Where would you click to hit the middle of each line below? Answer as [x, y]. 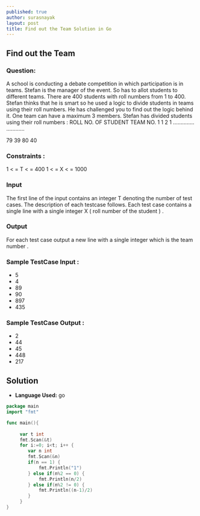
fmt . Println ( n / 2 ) [60, 479]
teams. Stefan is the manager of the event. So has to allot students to [92, 90]
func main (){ [23, 423]
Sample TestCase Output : [45, 323]
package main [23, 407]
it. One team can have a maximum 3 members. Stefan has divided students [99, 116]
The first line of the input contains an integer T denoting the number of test [99, 198]
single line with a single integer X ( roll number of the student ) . [85, 211]
